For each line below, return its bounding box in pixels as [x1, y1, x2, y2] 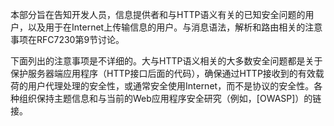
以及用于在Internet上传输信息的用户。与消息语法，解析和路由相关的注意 [27, 21, 323, 33]
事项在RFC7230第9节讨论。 [10, 34, 125, 45]
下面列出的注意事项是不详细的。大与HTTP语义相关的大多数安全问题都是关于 [10, 55, 323, 67]
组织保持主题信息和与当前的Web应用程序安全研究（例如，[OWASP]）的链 [18, 93, 322, 104]
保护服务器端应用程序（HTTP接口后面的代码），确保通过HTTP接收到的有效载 [10, 68, 325, 79]
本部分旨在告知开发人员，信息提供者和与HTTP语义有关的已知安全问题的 [10, 9, 306, 20]
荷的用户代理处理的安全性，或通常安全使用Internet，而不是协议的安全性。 [10, 80, 315, 92]
